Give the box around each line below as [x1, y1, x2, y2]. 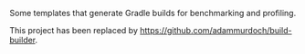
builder [9, 35, 36, 45]
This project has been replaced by [9, 25, 139, 35]
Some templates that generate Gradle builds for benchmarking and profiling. [9, 8, 297, 18]
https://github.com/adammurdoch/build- [140, 25, 292, 35]
